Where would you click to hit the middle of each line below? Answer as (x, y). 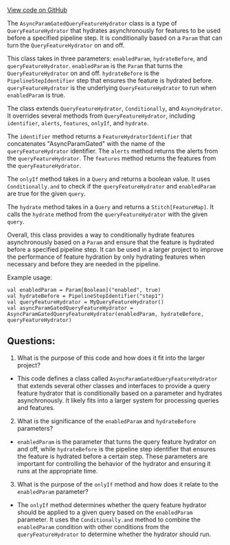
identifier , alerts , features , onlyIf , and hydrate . (78, 123)
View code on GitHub (37, 10)
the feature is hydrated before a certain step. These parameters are (112, 456)
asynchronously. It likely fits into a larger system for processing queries (118, 400)
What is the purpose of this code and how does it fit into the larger (111, 358)
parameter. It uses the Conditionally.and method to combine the (109, 520)
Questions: (31, 341)
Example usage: (30, 277)
